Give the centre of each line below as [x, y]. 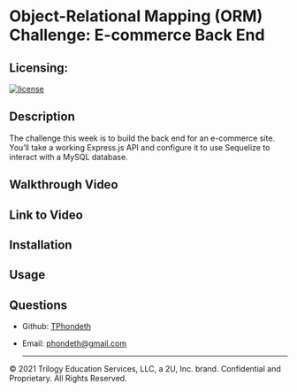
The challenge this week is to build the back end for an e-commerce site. [142, 138]
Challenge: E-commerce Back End [137, 35]
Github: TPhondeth [56, 327]
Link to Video [46, 215]
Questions [38, 305]
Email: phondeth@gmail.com [74, 343]
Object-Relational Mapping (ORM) [136, 16]
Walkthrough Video [64, 184]
